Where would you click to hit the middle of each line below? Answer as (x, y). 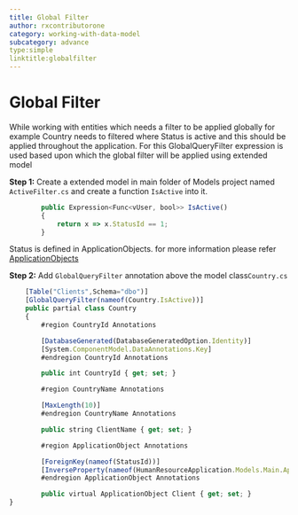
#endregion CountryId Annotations (105, 357)
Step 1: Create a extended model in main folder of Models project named (142, 182)
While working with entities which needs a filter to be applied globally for (142, 127)
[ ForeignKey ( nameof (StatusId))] (101, 462)
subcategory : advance (49, 42)
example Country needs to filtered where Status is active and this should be (148, 136)
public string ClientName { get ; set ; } (117, 429)
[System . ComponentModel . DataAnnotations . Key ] (127, 349)
